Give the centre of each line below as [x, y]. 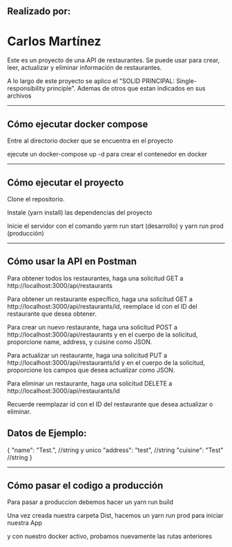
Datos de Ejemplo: [47, 433]
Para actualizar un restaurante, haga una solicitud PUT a [87, 355]
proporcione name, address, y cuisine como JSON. [80, 341]
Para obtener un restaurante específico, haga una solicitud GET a [100, 299]
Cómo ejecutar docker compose [78, 124]
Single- [186, 81]
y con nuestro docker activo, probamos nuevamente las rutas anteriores [110, 537]
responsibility [27, 89]
